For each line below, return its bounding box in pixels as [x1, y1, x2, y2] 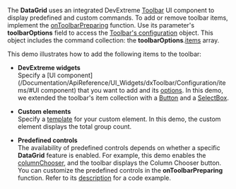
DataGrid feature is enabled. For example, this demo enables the [17, 151, 206, 159]
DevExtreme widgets [17, 64, 81, 71]
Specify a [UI [17, 71, 56, 79]
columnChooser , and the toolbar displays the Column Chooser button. [17, 159, 222, 167]
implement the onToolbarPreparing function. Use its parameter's [7, 21, 195, 29]
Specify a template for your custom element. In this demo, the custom [17, 115, 221, 123]
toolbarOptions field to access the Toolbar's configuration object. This [7, 28, 213, 37]
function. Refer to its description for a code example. [17, 173, 172, 182]
